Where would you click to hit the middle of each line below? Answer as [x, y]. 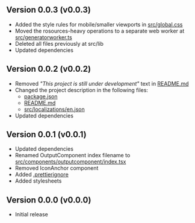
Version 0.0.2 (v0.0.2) [49, 69]
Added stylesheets [38, 181]
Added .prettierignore [42, 175]
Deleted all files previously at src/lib [59, 43]
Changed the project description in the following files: [82, 90]
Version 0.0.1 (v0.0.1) [46, 135]
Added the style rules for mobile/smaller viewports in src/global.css [99, 24]
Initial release [31, 215]
